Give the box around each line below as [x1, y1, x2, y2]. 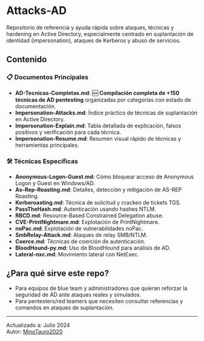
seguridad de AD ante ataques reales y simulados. [15, 290, 141, 298]
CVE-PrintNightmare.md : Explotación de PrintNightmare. [15, 218, 160, 225]
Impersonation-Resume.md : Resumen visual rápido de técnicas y [15, 135, 182, 142]
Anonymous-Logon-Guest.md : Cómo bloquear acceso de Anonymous [15, 173, 194, 180]
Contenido [6, 54, 47, 65]
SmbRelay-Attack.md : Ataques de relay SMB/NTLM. [15, 231, 148, 238]
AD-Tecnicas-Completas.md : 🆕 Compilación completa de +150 [15, 89, 180, 96]
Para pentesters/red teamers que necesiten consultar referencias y [15, 297, 183, 304]
